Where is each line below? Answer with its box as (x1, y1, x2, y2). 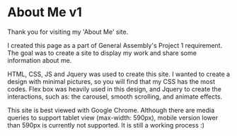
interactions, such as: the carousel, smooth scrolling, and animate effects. (7, 92, 223, 101)
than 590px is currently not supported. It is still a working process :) (7, 120, 205, 129)
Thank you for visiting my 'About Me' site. (7, 27, 129, 36)
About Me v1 (7, 4, 83, 20)
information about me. (7, 56, 72, 64)
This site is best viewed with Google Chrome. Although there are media (7, 106, 215, 114)
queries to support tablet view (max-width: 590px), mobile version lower (7, 113, 218, 122)
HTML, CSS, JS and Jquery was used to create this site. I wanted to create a (7, 70, 231, 78)
